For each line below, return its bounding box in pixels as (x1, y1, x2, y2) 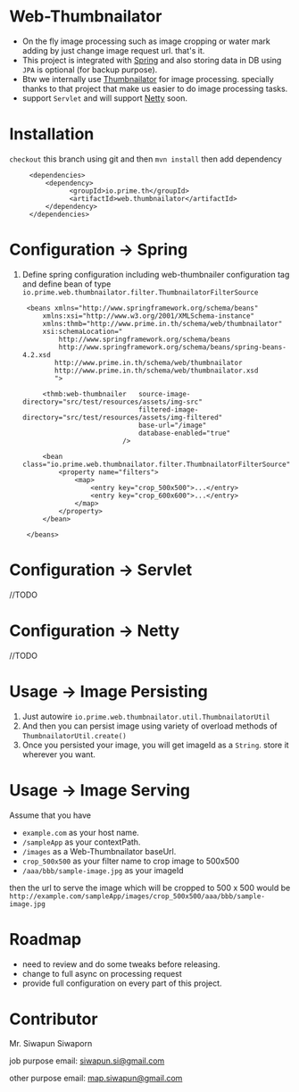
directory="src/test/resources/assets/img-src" (21, 397, 203, 406)
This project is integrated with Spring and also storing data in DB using (21, 54, 282, 65)
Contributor (9, 1009, 98, 1029)
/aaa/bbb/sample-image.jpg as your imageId (21, 864, 184, 876)
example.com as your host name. (21, 827, 140, 838)
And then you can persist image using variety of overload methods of (21, 721, 278, 731)
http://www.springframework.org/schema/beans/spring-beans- (58, 342, 287, 352)
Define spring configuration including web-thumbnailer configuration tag (21, 269, 290, 279)
